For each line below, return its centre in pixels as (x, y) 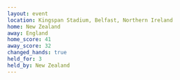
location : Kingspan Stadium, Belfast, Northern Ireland (90, 20)
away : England (28, 33)
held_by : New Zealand (39, 65)
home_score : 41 (29, 40)
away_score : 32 (29, 46)
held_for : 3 (24, 59)
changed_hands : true (37, 53)
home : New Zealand (34, 26)
